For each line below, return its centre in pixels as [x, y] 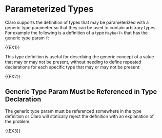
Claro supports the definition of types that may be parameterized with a [77, 22]
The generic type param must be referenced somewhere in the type [73, 111]
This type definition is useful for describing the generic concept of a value [80, 56]
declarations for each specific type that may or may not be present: [73, 67]
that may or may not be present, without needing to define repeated [73, 62]
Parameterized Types [49, 9]
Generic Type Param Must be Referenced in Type [81, 92]
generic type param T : [27, 38]
